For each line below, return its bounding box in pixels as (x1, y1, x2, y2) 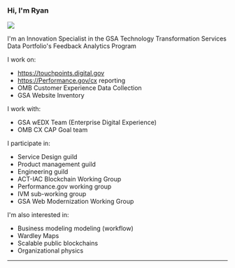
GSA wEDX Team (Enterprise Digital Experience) (17, 118, 157, 127)
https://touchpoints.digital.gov (17, 69, 105, 77)
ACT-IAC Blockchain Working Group (17, 175, 122, 184)
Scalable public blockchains (17, 239, 99, 248)
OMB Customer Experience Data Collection (17, 84, 142, 92)
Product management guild (17, 160, 96, 169)
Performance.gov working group (17, 182, 112, 191)
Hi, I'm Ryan (7, 6, 49, 15)
